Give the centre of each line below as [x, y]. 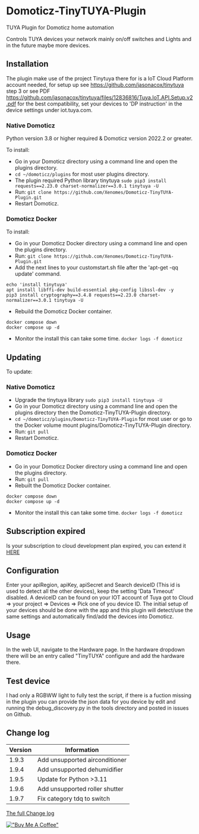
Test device [28, 681]
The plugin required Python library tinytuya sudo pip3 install [91, 180]
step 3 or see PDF [28, 91]
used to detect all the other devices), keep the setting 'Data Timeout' [90, 591]
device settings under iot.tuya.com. [50, 110]
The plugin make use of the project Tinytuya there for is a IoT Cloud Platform [100, 78]
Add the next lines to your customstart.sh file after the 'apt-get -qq [96, 268]
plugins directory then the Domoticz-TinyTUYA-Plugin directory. [93, 413]
